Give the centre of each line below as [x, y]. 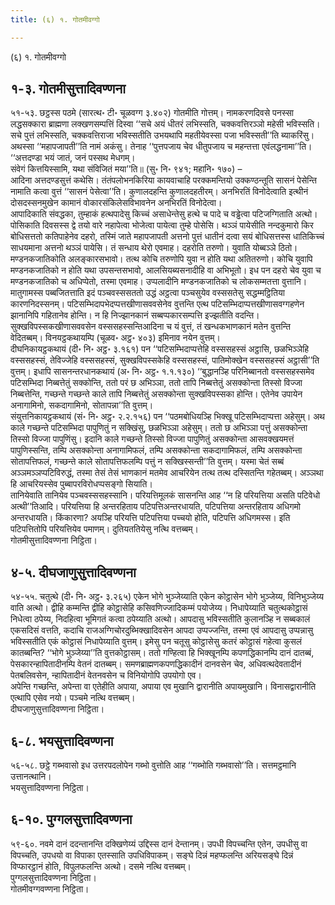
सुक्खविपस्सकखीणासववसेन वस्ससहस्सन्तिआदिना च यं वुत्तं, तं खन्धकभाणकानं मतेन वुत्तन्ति [150, 327]
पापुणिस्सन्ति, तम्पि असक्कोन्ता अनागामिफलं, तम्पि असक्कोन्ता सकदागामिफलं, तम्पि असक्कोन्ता [156, 450]
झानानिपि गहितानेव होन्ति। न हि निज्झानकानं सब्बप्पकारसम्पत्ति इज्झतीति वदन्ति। [135, 315]
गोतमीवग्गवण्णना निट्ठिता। [50, 888]
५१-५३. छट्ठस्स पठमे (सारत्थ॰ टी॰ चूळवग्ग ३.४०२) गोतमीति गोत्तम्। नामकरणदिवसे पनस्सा [152, 113]
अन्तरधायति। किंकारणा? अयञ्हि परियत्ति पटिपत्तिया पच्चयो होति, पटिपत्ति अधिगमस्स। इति [150, 518]
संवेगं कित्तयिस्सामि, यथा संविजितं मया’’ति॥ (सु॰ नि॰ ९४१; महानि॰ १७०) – [126, 169]
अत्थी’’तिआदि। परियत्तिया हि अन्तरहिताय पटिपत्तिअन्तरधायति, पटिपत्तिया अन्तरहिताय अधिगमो [155, 507]
